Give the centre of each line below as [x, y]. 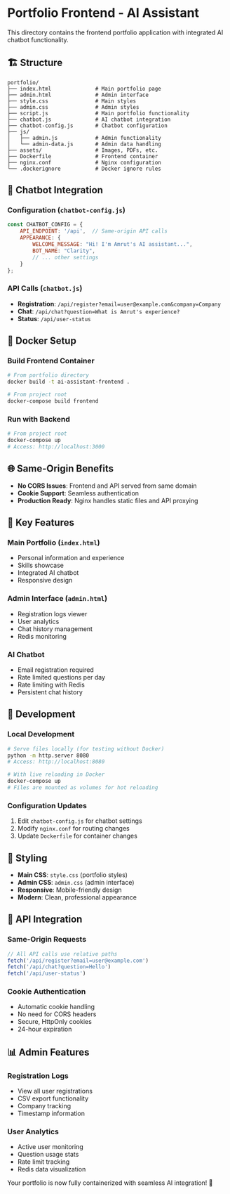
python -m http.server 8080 [48, 755]
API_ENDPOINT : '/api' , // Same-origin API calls [94, 231]
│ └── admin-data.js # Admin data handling [84, 144]
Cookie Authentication [47, 992]
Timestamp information [51, 1114]
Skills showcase [41, 565]
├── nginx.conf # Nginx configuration [84, 162]
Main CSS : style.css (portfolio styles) [73, 875]
